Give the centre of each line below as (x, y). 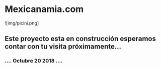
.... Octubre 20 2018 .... (34, 61)
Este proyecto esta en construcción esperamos (80, 39)
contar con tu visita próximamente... (63, 47)
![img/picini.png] (22, 23)
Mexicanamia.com (44, 9)
